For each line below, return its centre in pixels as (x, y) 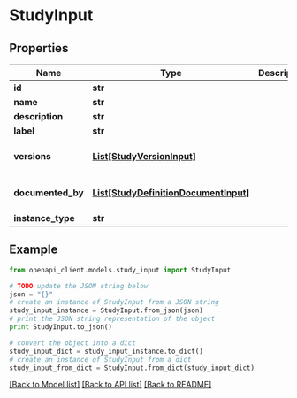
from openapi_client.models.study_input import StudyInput (120, 270)
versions (32, 156)
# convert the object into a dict (73, 343)
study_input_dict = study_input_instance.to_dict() (106, 351)
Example (34, 250)
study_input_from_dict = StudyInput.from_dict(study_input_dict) (132, 368)
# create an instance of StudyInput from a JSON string (114, 302)
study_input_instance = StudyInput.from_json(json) (106, 310)
